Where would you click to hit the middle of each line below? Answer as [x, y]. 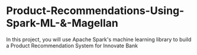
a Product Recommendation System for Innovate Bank [72, 46]
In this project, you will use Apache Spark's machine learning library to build [99, 39]
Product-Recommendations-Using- [95, 11]
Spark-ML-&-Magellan [62, 23]
